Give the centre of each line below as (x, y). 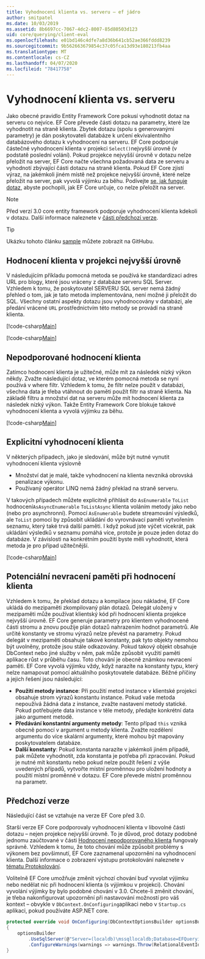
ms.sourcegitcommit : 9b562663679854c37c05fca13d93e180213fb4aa (88, 46)
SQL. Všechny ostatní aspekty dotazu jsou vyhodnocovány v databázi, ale (99, 302)
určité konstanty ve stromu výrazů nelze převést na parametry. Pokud (94, 633)
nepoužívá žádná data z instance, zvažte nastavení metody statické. (101, 703)
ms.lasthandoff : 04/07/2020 (42, 63)
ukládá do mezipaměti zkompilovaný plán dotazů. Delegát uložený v (92, 607)
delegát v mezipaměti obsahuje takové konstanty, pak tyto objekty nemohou (102, 640)
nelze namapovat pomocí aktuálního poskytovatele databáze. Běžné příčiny (101, 672)
